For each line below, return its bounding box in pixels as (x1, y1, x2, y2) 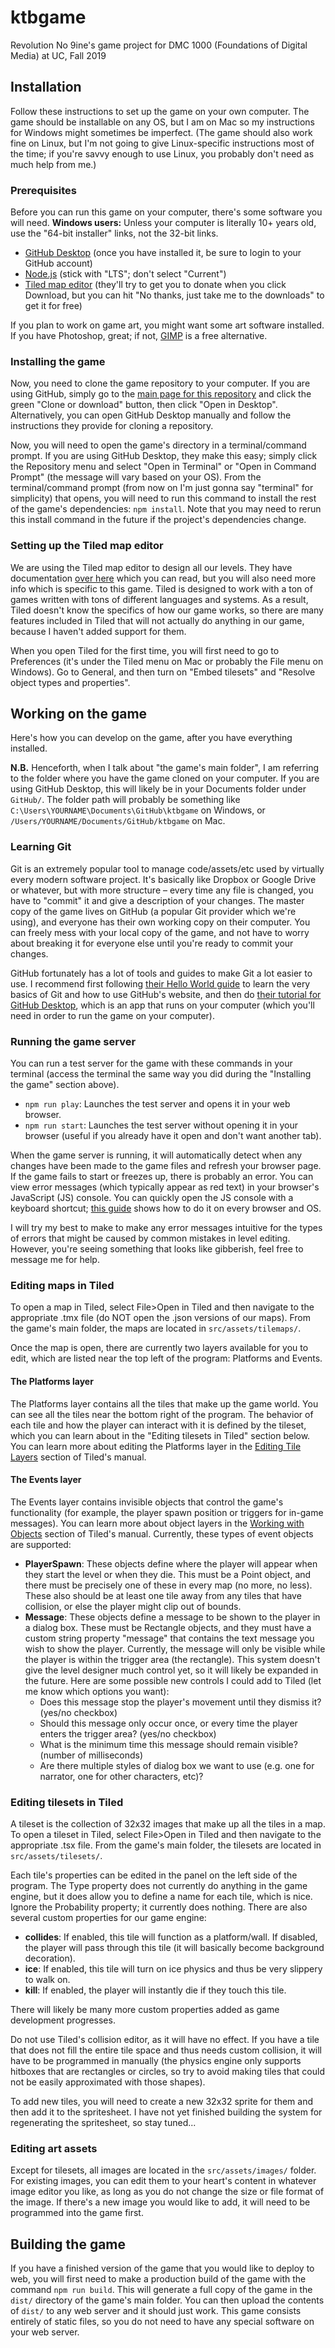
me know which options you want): (24, 1685, 170, 1697)
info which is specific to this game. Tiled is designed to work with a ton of (10, 582, 313, 595)
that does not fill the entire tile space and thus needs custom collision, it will (10, 2044, 323, 2056)
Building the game (10, 2236, 127, 2253)
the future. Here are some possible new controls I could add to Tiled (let (24, 1674, 322, 1686)
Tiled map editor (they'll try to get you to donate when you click (24, 279, 287, 291)
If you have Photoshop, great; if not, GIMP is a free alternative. (10, 330, 268, 342)
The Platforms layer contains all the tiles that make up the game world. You (10, 1397, 319, 1410)
